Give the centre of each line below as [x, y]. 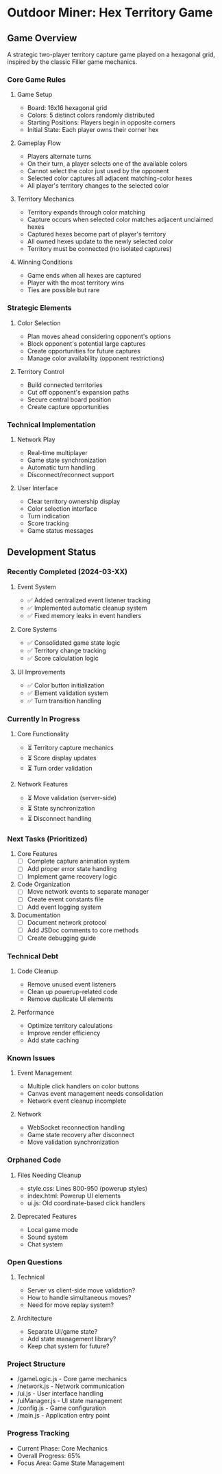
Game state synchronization [67, 460]
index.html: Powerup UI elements [74, 1196]
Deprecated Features [47, 1216]
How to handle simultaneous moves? [79, 1297]
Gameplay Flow [39, 143]
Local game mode [53, 1229]
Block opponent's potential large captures [86, 343]
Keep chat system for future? [68, 1346]
